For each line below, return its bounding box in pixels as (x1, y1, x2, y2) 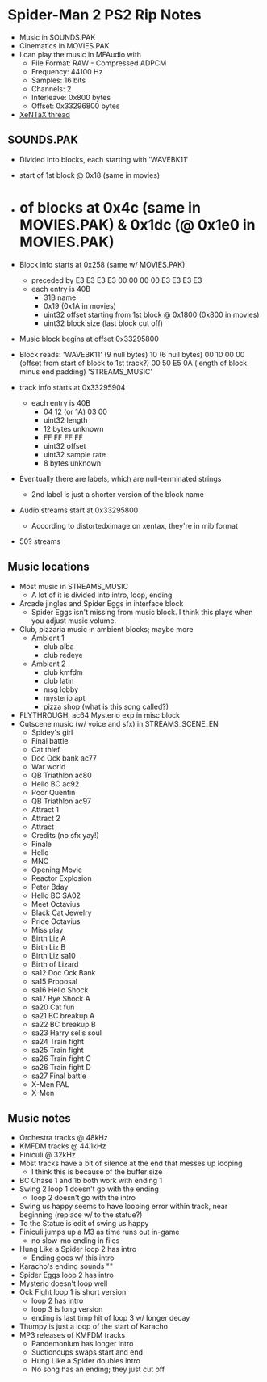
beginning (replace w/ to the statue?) (19, 1210, 143, 1220)
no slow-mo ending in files (31, 1236, 120, 1245)
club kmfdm (43, 667, 84, 676)
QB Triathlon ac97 (31, 796, 92, 806)
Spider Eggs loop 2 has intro (19, 1270, 114, 1280)
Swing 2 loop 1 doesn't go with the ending (19, 1184, 159, 1194)
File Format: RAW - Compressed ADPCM (31, 58, 167, 68)
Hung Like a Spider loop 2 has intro (19, 1245, 137, 1254)
